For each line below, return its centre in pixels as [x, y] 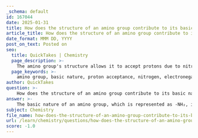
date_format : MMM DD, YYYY [39, 39]
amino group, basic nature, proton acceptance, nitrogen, [89, 77]
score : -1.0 [21, 126]
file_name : [19, 115]
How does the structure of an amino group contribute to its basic [101, 93]
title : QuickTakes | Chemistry [50, 55]
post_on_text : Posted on [37, 45]
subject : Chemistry [30, 110]
